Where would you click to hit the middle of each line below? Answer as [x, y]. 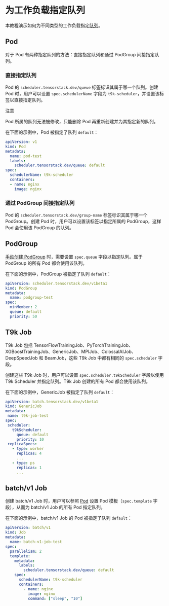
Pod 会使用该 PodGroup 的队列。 [40, 227]
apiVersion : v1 [21, 142]
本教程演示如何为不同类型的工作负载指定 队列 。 [54, 25]
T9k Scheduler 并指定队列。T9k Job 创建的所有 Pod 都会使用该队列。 [78, 381]
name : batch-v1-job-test [36, 542]
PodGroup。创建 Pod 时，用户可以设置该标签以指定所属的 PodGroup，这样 [83, 221]
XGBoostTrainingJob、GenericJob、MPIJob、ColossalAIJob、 [71, 351]
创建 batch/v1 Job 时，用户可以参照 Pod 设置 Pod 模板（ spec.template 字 [81, 501]
